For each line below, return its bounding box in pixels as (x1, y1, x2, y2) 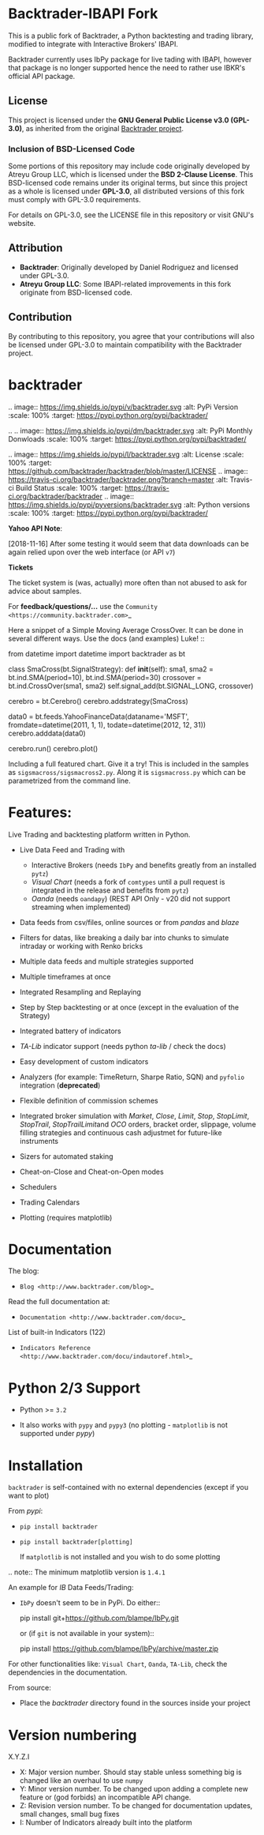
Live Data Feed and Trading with (19, 844, 125, 854)
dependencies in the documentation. (8, 1668, 128, 1677)
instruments (19, 1136, 59, 1145)
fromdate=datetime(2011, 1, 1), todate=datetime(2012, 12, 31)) (8, 720, 206, 729)
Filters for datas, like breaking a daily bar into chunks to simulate (19, 933, 229, 942)
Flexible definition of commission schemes (19, 1096, 159, 1105)
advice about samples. (8, 586, 82, 596)
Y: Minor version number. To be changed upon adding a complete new (19, 1784, 248, 1794)
